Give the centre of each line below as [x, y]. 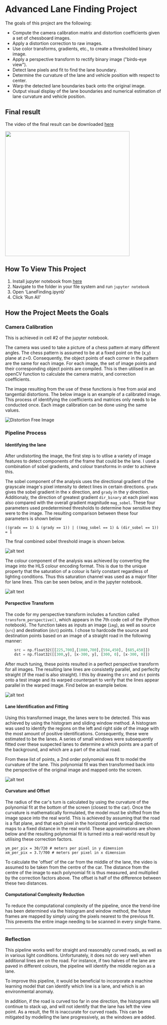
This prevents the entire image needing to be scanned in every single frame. [83, 921]
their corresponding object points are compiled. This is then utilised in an [80, 369]
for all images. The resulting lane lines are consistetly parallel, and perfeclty [83, 669]
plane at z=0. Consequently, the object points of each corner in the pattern [82, 358]
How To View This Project [46, 269]
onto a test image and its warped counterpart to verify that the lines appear [82, 680]
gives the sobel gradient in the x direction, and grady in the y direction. [77, 492]
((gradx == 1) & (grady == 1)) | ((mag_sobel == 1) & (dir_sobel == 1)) [82, 528]
